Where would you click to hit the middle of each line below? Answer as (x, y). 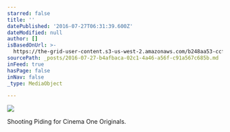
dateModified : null (35, 32)
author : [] (23, 39)
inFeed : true (26, 64)
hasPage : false (29, 70)
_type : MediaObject (35, 83)
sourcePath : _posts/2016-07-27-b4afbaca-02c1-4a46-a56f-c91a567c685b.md (113, 58)
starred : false (29, 13)
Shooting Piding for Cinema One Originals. (67, 122)
